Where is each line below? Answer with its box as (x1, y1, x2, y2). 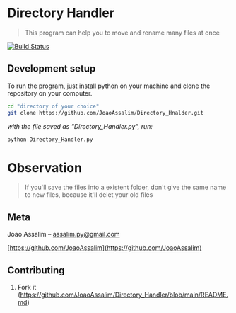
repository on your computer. (7, 89, 93, 97)
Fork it (17, 283, 37, 291)
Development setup (7, 62, 96, 75)
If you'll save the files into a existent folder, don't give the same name (24, 183, 227, 192)
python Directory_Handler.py (7, 136, 93, 143)
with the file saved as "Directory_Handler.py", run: (7, 122, 153, 130)
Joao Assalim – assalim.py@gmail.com (7, 230, 120, 239)
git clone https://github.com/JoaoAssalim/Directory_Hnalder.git (7, 109, 203, 116)
